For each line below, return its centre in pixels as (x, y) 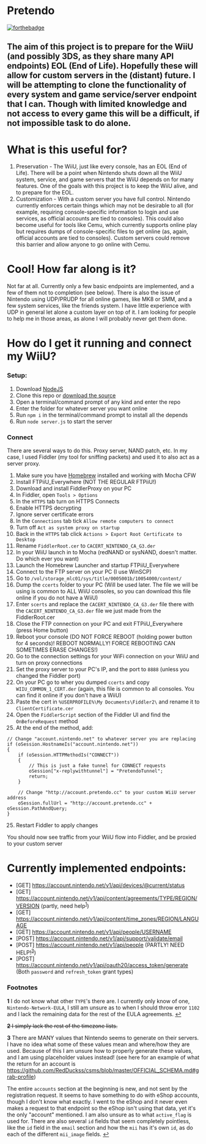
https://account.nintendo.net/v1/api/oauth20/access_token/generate (102, 965)
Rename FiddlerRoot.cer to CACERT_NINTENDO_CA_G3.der (86, 546)
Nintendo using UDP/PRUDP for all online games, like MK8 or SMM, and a (99, 299)
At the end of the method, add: (54, 727)
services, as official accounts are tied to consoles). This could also (100, 218)
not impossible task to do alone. (69, 123)
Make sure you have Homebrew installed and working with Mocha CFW (106, 475)
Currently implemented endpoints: (97, 868)
